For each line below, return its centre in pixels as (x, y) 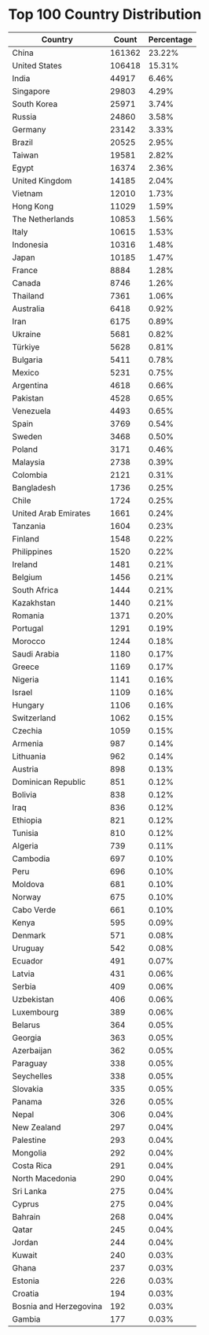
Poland (25, 449)
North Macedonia (44, 1178)
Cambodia (31, 858)
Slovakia (27, 1089)
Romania (28, 616)
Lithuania (29, 756)
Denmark (29, 935)
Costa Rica (32, 1165)
